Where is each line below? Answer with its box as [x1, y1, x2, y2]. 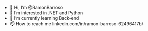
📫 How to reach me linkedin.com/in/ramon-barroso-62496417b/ [9, 21, 144, 27]
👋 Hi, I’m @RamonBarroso [9, 5, 63, 10]
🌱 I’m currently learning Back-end [9, 15, 79, 21]
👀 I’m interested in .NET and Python [9, 10, 83, 16]
